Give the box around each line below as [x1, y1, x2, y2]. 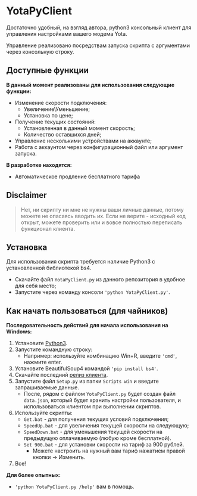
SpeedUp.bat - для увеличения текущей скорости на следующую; [23, 422, 189, 429]
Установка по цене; [23, 111, 73, 119]
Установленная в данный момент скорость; [23, 124, 136, 132]
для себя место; [14, 282, 57, 290]
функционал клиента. [20, 225, 76, 232]
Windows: [6, 328, 32, 335]
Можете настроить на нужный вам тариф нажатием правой [32, 447, 186, 454]
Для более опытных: [6, 472, 61, 479]
